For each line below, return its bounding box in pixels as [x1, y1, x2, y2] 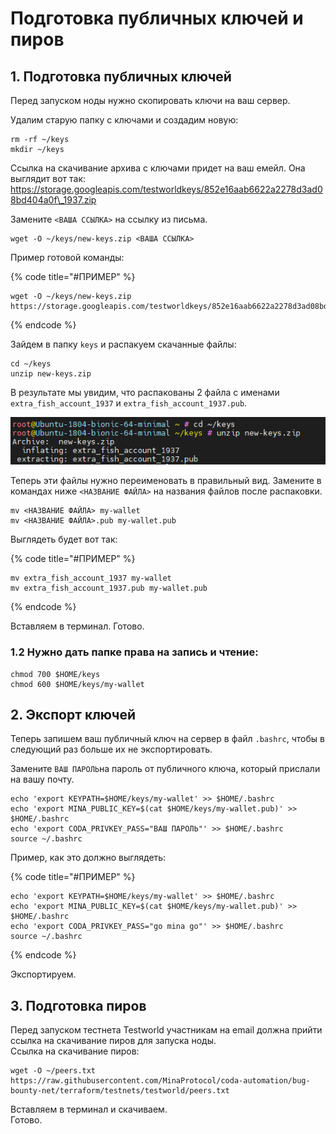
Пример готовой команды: [10, 252, 125, 263]
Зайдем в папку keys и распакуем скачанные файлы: [10, 338, 237, 350]
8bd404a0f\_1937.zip [10, 194, 97, 206]
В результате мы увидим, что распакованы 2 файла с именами [10, 387, 280, 398]
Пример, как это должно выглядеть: [10, 852, 167, 864]
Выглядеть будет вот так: [10, 533, 118, 546]
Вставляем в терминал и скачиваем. [10, 1103, 168, 1116]
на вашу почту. [10, 773, 75, 786]
